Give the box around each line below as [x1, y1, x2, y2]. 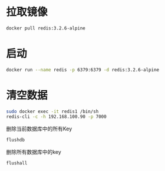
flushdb [6, 137, 25, 143]
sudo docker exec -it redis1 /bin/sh [6, 108, 99, 114]
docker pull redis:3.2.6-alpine [6, 25, 85, 31]
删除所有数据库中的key [6, 149, 62, 156]
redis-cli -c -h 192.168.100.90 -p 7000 [6, 114, 107, 120]
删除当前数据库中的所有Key [6, 125, 72, 133]
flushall [6, 160, 28, 166]
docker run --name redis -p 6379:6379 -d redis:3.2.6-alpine [6, 67, 160, 73]
